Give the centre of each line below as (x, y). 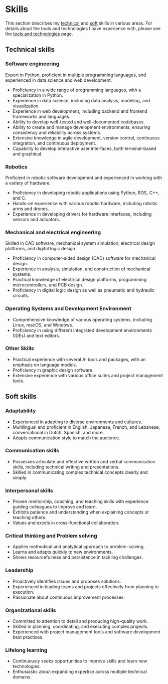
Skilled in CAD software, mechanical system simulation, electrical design (80, 243)
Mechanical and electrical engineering (53, 232)
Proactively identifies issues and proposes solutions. (67, 581)
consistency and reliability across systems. (57, 132)
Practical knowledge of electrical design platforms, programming (79, 280)
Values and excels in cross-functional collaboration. (66, 523)
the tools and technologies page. (39, 34)
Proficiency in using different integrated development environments (82, 330)
